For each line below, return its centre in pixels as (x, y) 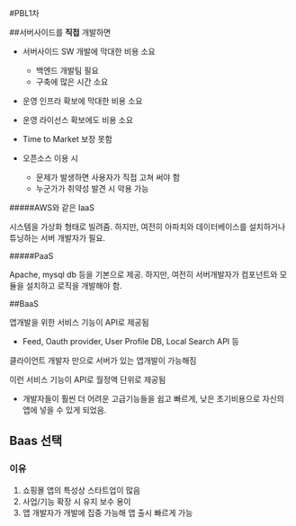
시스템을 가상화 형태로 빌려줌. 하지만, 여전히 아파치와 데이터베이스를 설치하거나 (148, 227)
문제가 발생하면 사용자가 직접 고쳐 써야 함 (108, 177)
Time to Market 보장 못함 (67, 139)
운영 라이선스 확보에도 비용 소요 (77, 120)
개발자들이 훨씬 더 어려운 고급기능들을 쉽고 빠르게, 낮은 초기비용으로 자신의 (153, 399)
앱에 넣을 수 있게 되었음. (64, 410)
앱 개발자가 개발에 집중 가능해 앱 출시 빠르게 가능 (108, 513)
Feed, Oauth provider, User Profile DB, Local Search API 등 (131, 341)
